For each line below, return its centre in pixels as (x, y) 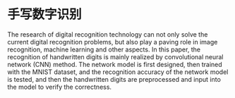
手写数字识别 (45, 14)
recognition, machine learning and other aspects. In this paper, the (104, 49)
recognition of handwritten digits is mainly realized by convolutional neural (115, 56)
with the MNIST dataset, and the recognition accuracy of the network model (118, 72)
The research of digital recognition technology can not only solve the (108, 34)
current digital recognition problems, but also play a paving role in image (113, 42)
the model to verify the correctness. (59, 87)
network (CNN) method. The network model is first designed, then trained (115, 64)
